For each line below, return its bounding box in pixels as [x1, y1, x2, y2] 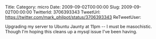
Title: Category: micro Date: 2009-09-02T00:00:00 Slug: [5, 4, 120, 10]
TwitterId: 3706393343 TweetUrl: [32, 9, 101, 15]
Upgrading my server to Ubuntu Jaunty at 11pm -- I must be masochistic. [5, 24, 152, 29]
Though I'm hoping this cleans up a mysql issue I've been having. [5, 29, 137, 34]
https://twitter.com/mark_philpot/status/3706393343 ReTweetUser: [5, 14, 141, 20]
